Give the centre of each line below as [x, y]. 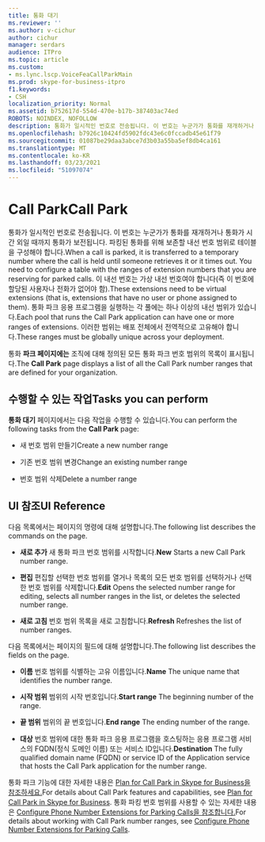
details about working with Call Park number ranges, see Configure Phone [129, 821]
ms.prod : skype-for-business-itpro [67, 82]
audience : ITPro [35, 52]
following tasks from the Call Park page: [74, 429]
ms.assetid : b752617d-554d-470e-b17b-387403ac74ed [93, 112]
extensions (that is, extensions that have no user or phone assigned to [123, 297]
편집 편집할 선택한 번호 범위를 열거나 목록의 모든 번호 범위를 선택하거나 [128, 577]
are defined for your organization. [63, 372]
